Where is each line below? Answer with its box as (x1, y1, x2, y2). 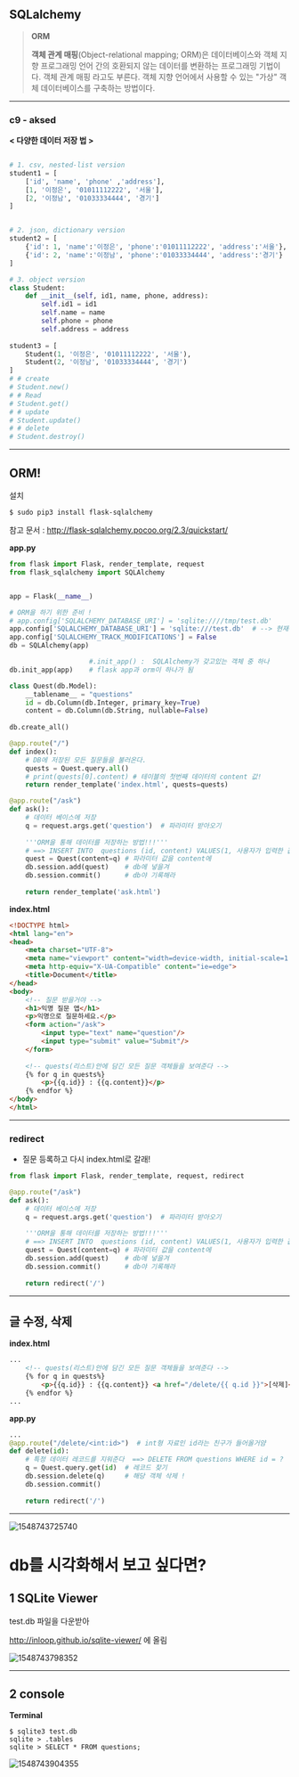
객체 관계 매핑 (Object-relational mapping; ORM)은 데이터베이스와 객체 (30, 49, 279, 60)
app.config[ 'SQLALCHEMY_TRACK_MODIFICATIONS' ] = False (9, 632, 217, 642)
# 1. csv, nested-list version (9, 160, 125, 170)
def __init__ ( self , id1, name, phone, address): (25, 291, 209, 301)
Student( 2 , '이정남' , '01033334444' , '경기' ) (25, 358, 188, 367)
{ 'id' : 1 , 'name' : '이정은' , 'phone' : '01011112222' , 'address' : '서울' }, (25, 242, 287, 252)
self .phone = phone (41, 316, 114, 326)
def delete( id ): (9, 1447, 69, 1455)
